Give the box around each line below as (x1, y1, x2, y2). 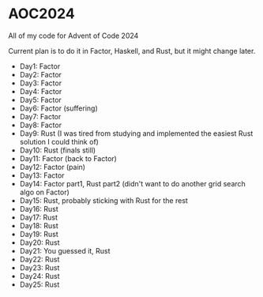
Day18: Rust (19, 220, 59, 230)
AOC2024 (8, 5, 75, 23)
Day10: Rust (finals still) (19, 145, 96, 155)
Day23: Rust (19, 262, 60, 273)
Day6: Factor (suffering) (19, 103, 99, 113)
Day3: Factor (19, 78, 62, 88)
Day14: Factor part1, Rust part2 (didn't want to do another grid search (19, 179, 246, 188)
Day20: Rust (19, 238, 61, 247)
